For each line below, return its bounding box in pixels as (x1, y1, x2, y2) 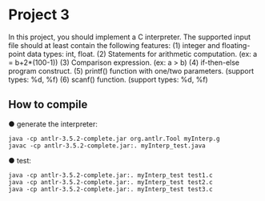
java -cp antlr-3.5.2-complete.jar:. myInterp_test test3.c (8, 185, 214, 193)
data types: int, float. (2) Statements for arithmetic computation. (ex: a (26, 49, 258, 58)
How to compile (8, 98, 88, 111)
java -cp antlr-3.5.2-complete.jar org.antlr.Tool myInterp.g (8, 135, 220, 143)
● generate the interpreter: (8, 119, 98, 129)
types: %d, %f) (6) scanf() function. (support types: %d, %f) (8, 74, 208, 84)
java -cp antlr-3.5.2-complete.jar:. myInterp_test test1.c (8, 171, 214, 179)
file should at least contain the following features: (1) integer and (8, 40, 220, 50)
